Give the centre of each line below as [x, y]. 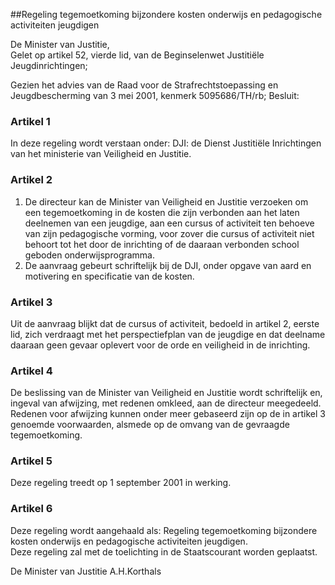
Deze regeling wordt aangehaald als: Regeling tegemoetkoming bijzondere [164, 530]
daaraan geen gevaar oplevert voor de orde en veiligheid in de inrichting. [160, 345]
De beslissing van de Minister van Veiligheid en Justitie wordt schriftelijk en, [166, 393]
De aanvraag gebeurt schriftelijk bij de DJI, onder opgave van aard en [168, 265]
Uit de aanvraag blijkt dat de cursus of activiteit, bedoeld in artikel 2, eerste [165, 323]
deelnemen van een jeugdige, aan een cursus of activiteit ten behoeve [169, 223]
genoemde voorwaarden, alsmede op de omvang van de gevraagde [150, 425]
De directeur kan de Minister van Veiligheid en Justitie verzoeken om [166, 201]
